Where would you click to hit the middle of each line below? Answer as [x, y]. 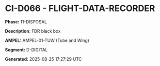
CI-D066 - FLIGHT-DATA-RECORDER [80, 8]
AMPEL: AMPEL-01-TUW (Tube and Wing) [47, 40]
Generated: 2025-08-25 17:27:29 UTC [43, 59]
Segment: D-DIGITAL [26, 50]
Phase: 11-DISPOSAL [26, 22]
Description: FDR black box [33, 31]
